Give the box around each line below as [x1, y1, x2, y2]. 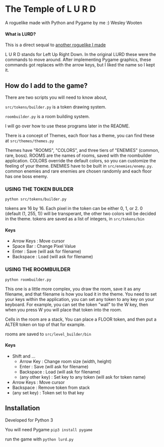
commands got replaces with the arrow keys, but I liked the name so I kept [5, 62, 155, 68]
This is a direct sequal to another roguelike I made [5, 42, 106, 48]
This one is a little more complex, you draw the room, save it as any [5, 286, 141, 292]
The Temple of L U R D [5, 3, 96, 15]
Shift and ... [12, 353, 36, 359]
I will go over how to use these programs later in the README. [5, 123, 130, 129]
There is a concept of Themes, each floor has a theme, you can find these [5, 132, 155, 138]
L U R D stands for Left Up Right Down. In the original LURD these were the [5, 52, 156, 58]
